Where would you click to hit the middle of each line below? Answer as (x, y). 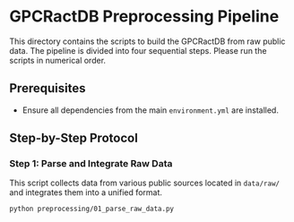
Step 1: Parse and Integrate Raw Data (91, 164)
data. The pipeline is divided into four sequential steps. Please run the (138, 50)
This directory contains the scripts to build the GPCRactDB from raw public (147, 41)
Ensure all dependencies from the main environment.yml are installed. (151, 110)
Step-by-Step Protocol (74, 138)
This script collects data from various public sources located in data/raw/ (145, 183)
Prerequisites (48, 88)
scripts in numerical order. (57, 60)
